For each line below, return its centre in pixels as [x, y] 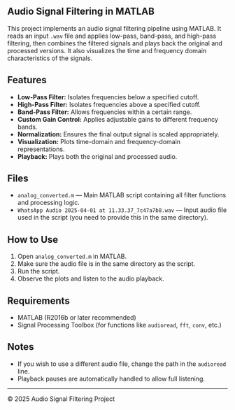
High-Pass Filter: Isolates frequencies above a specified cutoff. [109, 104]
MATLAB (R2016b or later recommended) [77, 318]
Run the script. [38, 271]
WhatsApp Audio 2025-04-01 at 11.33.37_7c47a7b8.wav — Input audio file [122, 210]
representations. [41, 149]
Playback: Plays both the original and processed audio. [97, 156]
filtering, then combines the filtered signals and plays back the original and [115, 43]
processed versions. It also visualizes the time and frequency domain [107, 50]
